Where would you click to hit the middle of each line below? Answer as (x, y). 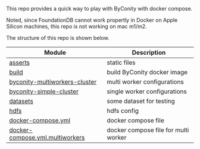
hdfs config (123, 111)
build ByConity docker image (147, 72)
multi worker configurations (146, 82)
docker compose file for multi (148, 130)
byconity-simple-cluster (44, 91)
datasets (21, 101)
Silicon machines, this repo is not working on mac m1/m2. (76, 26)
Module (55, 53)
